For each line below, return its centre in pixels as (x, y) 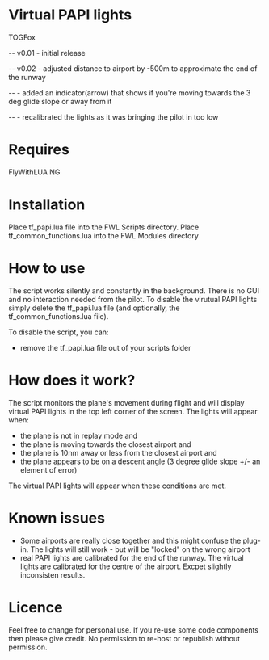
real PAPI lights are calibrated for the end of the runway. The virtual (132, 557)
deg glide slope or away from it (60, 101)
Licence (36, 607)
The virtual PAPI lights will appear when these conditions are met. (118, 486)
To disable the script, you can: (59, 332)
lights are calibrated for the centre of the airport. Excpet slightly (126, 566)
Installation (47, 205)
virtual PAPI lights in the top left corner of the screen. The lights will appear (133, 411)
